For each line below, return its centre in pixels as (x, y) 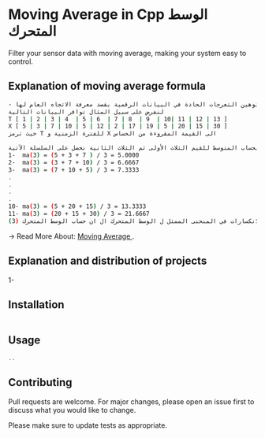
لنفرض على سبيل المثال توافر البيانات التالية (86, 112)
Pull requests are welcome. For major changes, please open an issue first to (131, 401)
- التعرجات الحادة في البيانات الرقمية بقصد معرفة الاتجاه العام (123, 104)
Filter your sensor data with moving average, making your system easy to (127, 53)
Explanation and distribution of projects (108, 261)
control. (21, 61)
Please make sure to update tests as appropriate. (88, 425)
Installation (36, 304)
